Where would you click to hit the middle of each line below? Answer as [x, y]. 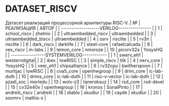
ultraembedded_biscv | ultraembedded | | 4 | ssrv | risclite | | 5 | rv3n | [79, 39]
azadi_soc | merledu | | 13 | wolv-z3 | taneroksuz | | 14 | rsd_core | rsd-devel [85, 82]
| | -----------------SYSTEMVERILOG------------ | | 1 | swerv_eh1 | [74, 55]
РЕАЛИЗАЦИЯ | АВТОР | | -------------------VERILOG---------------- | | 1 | [84, 28]
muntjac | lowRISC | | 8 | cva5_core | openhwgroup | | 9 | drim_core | [77, 71]
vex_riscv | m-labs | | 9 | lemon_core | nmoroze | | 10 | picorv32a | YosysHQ [84, 49]
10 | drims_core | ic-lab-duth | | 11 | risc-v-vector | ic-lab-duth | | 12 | [92, 76]
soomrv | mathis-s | [26, 98]
